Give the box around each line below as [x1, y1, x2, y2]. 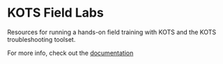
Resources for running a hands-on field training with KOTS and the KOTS [7, 28, 217, 36]
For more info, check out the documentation [7, 49, 134, 57]
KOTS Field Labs [7, 5, 105, 21]
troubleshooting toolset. [7, 35, 76, 43]
